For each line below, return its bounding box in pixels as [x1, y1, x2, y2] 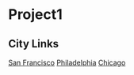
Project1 [8, 6, 63, 24]
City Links [8, 37, 59, 51]
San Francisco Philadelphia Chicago [8, 58, 126, 67]
